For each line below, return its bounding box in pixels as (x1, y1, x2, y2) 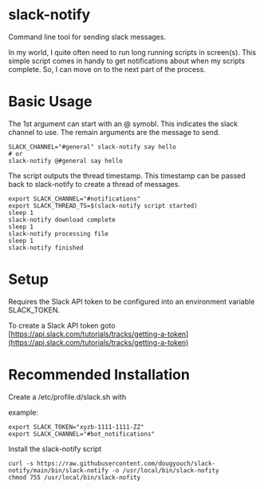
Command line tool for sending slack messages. (8, 32, 166, 42)
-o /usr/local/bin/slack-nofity (111, 466, 219, 475)
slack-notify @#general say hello (8, 157, 124, 165)
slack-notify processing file (8, 229, 109, 237)
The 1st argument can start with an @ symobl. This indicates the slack (8, 118, 238, 129)
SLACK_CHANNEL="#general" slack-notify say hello (8, 142, 177, 151)
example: (8, 407, 38, 417)
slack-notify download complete (8, 216, 116, 224)
